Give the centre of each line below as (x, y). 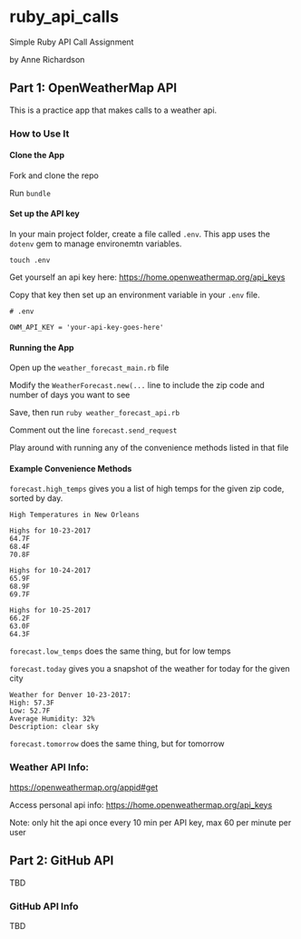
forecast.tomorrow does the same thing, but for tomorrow (117, 744)
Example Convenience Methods (71, 468)
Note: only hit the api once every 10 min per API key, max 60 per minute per (150, 822)
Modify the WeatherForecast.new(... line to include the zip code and (137, 385)
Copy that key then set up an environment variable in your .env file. (135, 295)
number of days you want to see (70, 395)
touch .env (30, 261)
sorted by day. (36, 498)
